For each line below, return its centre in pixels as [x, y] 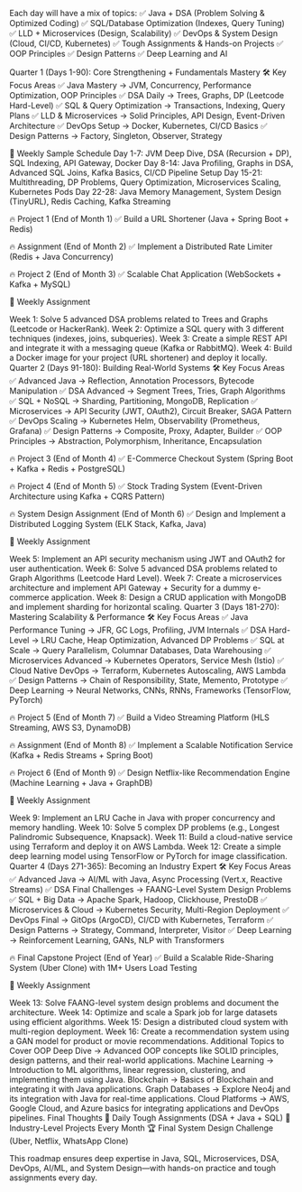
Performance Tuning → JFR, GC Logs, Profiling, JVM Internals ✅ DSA [138, 630]
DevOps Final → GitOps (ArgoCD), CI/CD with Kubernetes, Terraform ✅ [142, 920]
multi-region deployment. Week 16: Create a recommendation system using [150, 1031]
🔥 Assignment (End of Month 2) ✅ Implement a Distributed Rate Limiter [141, 246]
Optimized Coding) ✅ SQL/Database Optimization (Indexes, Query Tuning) [147, 23]
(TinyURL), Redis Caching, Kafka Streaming [90, 201]
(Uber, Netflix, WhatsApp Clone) [69, 1141]
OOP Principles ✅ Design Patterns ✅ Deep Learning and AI [119, 54]
